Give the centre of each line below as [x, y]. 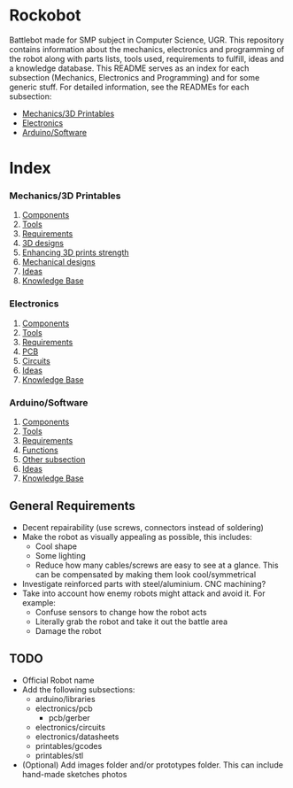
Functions [40, 450]
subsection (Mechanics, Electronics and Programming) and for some [135, 77]
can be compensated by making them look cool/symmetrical [146, 574]
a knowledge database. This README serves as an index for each [129, 68]
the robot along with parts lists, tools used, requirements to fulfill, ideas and [147, 58]
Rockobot [45, 15]
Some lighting [60, 555]
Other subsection [54, 460]
